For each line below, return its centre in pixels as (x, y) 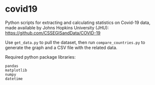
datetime (14, 79)
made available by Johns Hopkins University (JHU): (57, 27)
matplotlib (16, 70)
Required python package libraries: (40, 57)
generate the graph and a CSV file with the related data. (61, 47)
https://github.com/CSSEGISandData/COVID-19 (53, 33)
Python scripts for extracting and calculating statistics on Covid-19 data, (78, 22)
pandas (12, 66)
